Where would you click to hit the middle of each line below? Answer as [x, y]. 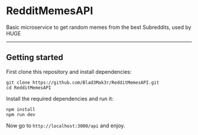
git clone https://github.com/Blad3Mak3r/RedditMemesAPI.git [83, 83]
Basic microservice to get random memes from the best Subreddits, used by [99, 27]
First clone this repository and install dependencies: [69, 71]
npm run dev [21, 114]
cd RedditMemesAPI [29, 88]
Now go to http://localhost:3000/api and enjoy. [66, 126]
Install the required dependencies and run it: [60, 98]
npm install [21, 109]
